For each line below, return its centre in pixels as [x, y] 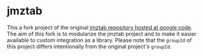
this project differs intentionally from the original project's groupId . [89, 46]
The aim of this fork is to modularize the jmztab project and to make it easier [102, 33]
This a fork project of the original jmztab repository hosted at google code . [100, 27]
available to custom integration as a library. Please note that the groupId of [99, 40]
